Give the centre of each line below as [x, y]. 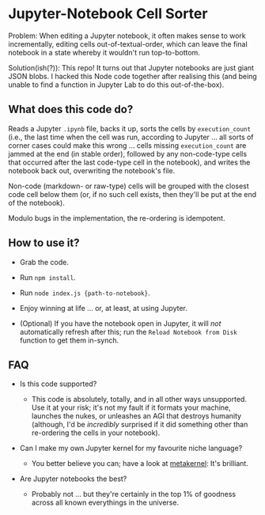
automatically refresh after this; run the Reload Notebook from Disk [128, 331]
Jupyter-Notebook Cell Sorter [108, 14]
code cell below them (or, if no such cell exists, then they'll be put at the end [132, 194]
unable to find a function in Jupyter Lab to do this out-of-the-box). [116, 85]
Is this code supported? [58, 384]
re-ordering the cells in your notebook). [96, 433]
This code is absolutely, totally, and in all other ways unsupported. [139, 400]
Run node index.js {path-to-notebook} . [85, 293]
